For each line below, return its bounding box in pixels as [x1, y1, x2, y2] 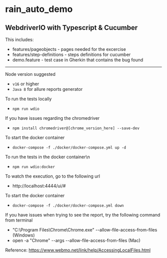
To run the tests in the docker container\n [5, 154, 90, 160]
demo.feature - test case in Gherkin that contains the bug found [12, 57, 143, 63]
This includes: [5, 36, 34, 42]
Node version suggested [5, 71, 56, 77]
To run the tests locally [5, 96, 52, 102]
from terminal [5, 217, 33, 223]
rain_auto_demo [5, 3, 73, 15]
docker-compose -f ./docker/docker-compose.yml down [12, 203, 124, 208]
